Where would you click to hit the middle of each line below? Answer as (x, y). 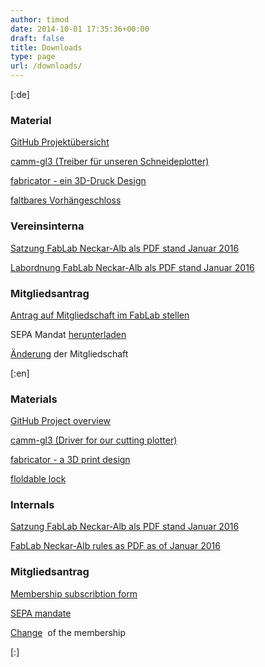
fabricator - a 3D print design (70, 460)
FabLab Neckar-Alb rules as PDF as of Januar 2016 (115, 546)
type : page (33, 57)
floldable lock (38, 479)
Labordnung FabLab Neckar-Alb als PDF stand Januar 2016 (132, 267)
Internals (32, 505)
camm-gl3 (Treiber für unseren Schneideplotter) (110, 162)
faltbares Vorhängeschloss (66, 200)
